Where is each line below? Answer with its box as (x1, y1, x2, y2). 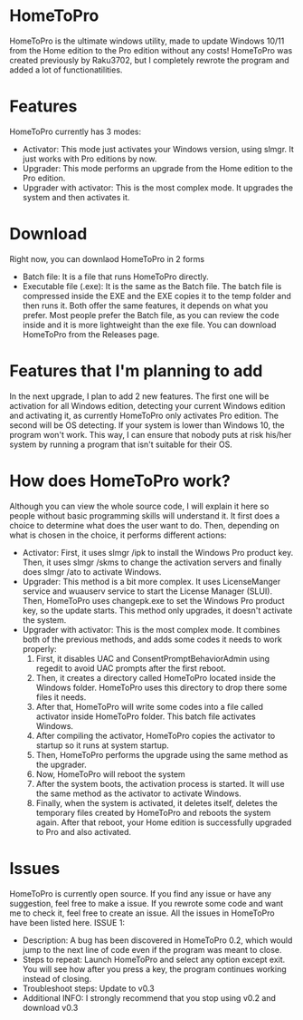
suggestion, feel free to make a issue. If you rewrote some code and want (9, 898, 284, 908)
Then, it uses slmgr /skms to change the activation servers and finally (22, 557, 282, 568)
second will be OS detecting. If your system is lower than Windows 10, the (9, 419, 285, 431)
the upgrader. (35, 759, 88, 770)
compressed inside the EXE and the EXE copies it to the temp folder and (22, 290, 292, 301)
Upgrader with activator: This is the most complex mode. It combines (22, 624, 280, 635)
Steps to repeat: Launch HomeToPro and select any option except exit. (22, 954, 286, 965)
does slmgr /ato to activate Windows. (22, 566, 162, 577)
